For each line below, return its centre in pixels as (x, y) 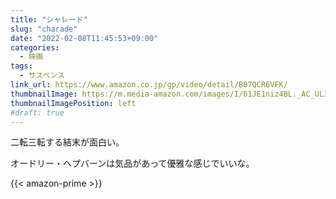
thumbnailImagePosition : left (73, 103)
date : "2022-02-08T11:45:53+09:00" (84, 38)
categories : (35, 47)
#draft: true (37, 112)
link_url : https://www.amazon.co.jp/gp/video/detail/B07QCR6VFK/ (149, 85)
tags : (21, 66)
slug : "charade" (44, 29)
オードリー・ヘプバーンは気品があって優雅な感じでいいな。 (132, 163)
